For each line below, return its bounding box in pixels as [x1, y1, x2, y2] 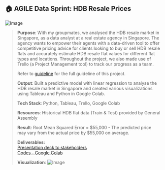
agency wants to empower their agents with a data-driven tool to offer [17, 40, 160, 46]
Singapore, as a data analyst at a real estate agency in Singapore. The [17, 34, 160, 41]
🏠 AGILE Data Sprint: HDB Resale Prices [5, 4, 132, 13]
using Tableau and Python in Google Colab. [17, 91, 105, 97]
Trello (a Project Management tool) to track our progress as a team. [17, 61, 154, 67]
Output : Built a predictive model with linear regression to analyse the [17, 80, 157, 86]
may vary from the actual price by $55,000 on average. [17, 130, 130, 136]
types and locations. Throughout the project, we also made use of [17, 56, 151, 62]
